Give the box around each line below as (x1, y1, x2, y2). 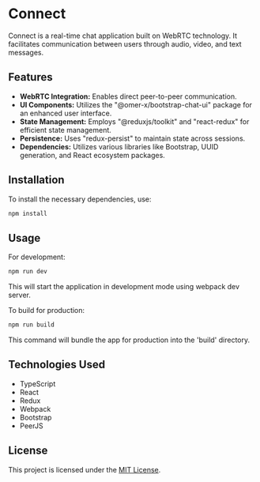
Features (8, 70, 53, 84)
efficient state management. (19, 125, 112, 134)
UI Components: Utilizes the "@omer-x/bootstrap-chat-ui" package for (19, 100, 253, 109)
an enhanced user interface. (19, 108, 112, 118)
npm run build (8, 321, 55, 329)
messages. (8, 47, 44, 57)
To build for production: (8, 306, 85, 315)
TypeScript (19, 378, 56, 388)
